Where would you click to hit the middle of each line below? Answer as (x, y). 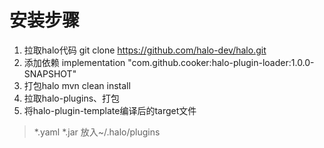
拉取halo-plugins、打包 (72, 98)
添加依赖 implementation (74, 62)
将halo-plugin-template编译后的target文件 (110, 110)
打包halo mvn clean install (77, 85)
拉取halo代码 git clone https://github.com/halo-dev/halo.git (145, 50)
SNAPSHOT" (50, 73)
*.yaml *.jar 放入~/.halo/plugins (97, 132)
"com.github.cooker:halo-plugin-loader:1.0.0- (221, 62)
